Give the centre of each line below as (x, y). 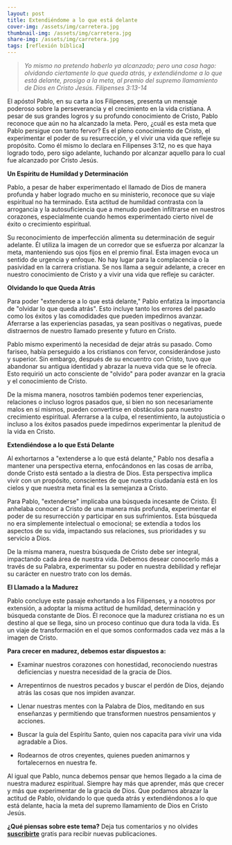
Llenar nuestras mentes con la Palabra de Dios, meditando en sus (111, 706)
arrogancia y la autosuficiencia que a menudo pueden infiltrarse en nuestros (116, 209)
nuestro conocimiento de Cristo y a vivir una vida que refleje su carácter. (111, 274)
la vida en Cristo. (31, 432)
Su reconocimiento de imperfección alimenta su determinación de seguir (111, 237)
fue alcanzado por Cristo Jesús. (53, 160)
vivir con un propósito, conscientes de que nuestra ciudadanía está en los (113, 480)
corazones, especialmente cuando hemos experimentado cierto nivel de (110, 217)
